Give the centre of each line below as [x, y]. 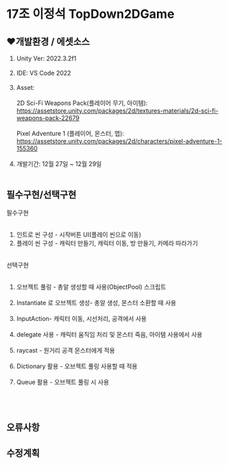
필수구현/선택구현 [41, 195]
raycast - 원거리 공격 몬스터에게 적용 [65, 350]
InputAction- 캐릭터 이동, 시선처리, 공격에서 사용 [81, 318]
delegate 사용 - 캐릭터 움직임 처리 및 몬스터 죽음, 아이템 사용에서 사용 [109, 334]
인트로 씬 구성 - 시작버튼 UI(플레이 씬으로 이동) [79, 235]
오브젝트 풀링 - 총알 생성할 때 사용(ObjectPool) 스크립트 [91, 287]
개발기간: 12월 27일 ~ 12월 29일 [59, 164]
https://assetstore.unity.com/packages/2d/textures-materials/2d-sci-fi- [117, 111]
